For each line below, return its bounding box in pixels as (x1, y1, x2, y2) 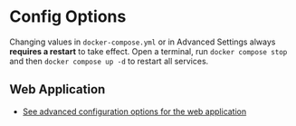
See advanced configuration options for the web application (22, 106, 247, 117)
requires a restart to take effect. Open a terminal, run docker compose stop (9, 45, 288, 56)
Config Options (9, 6, 127, 27)
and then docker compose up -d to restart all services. (9, 55, 209, 66)
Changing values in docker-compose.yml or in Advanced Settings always (9, 36, 276, 47)
